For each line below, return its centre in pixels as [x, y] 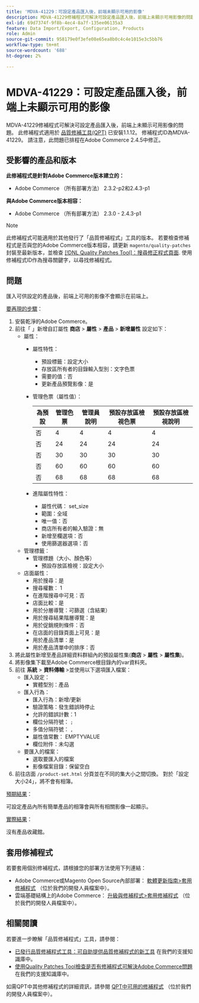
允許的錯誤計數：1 [54, 714]
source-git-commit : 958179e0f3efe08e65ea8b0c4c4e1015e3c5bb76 [84, 39]
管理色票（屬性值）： [57, 397]
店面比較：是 [48, 603]
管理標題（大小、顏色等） [64, 558]
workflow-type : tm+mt [33, 45]
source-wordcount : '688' [37, 51]
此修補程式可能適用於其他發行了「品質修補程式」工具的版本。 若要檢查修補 [98, 238]
